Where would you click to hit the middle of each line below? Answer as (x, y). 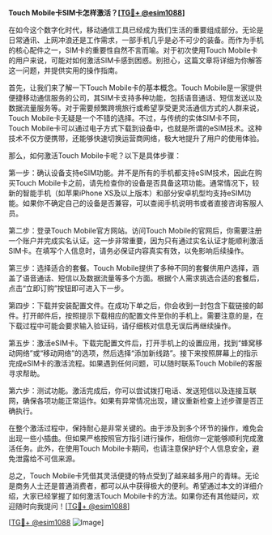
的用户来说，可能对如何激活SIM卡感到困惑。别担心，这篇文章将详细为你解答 (136, 60)
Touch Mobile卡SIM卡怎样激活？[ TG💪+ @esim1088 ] (97, 13)
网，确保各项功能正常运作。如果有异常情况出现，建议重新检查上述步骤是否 (132, 401)
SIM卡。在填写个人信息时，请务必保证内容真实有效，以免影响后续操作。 (128, 251)
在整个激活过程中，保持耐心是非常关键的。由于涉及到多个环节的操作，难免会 (136, 428)
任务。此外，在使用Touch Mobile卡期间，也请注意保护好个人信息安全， (134, 448)
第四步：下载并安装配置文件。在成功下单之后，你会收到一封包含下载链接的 (132, 306)
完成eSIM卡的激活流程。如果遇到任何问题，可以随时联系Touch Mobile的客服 (135, 363)
